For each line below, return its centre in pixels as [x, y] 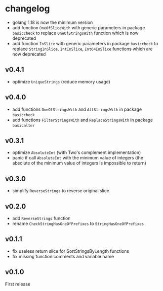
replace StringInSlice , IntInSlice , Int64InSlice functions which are [82, 49]
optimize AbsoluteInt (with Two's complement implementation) [77, 152]
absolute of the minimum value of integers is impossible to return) [79, 163]
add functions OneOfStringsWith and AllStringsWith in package [77, 109]
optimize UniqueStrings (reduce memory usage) [61, 81]
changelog [28, 9]
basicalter [23, 125]
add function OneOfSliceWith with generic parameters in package [79, 27]
